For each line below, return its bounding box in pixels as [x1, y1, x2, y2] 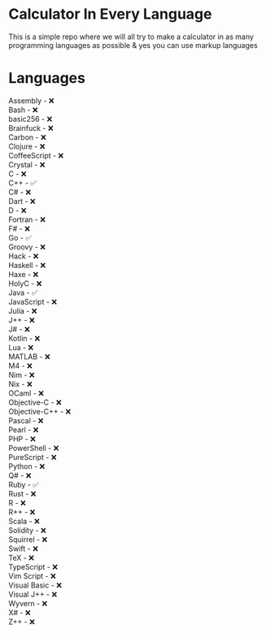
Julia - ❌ [8, 306, 37, 315]
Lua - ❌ [8, 342, 34, 352]
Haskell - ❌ [8, 260, 46, 270]
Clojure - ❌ [8, 141, 46, 151]
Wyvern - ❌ [8, 598, 48, 608]
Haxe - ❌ [8, 269, 39, 279]
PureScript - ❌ [8, 452, 57, 462]
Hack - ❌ [8, 251, 39, 261]
